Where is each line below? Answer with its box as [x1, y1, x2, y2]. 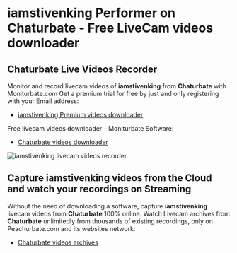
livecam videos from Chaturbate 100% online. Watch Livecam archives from [7, 209, 230, 218]
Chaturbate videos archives [17, 238, 99, 247]
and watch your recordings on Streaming [7, 183, 192, 195]
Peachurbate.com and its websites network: [7, 224, 136, 233]
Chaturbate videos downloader [17, 138, 108, 146]
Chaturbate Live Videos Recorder [7, 63, 158, 75]
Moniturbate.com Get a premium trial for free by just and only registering [7, 90, 219, 98]
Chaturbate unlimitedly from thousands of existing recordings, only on [7, 217, 214, 225]
